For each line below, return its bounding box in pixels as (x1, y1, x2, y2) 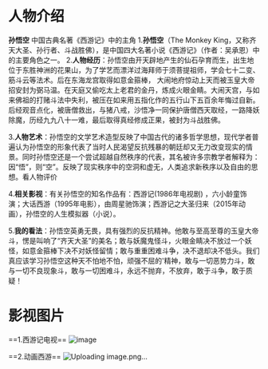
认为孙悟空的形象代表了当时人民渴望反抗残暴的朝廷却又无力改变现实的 (14, 141, 246, 152)
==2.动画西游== (8, 351, 61, 361)
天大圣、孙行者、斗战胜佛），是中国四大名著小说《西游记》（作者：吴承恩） (8, 45, 253, 54)
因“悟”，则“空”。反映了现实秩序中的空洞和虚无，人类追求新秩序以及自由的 (8, 161, 251, 172)
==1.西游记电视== (8, 335, 67, 344)
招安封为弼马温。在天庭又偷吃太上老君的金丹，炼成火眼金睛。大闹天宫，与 (8, 85, 253, 94)
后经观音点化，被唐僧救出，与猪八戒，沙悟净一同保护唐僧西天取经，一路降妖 (8, 105, 260, 114)
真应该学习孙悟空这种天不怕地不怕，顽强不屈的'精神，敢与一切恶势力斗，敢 (8, 256, 255, 265)
